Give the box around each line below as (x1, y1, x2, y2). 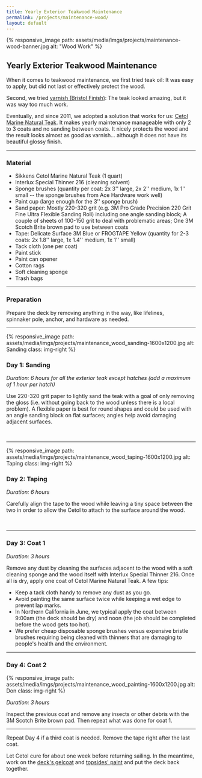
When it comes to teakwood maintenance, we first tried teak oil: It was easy (6, 76, 194, 84)
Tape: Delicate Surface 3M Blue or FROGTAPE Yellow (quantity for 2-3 (14, 230, 189, 237)
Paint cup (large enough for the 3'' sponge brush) (14, 198, 138, 205)
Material (6, 159, 31, 167)
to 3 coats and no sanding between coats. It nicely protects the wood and (6, 125, 189, 132)
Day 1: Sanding (6, 361, 50, 369)
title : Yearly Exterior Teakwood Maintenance (6, 8, 122, 15)
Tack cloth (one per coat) (14, 243, 78, 250)
